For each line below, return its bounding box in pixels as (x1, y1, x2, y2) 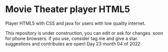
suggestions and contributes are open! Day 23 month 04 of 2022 (5, 40, 141, 46)
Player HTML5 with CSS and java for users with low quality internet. (5, 20, 146, 26)
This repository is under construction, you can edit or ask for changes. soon (5, 30, 163, 36)
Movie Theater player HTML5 (5, 4, 130, 15)
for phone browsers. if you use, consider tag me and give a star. (5, 35, 139, 41)
